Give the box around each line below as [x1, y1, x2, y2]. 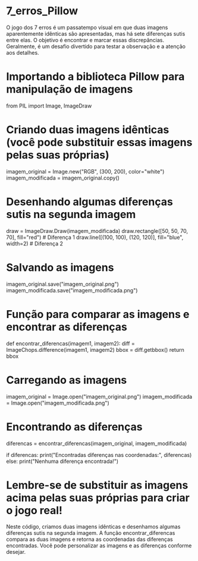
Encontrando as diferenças [6, 420, 143, 433]
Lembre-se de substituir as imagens [6, 478, 188, 491]
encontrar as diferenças [6, 320, 128, 333]
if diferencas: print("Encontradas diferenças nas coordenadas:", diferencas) [6, 451, 192, 458]
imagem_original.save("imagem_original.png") [6, 280, 119, 288]
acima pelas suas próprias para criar [6, 491, 190, 505]
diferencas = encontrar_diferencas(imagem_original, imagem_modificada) [6, 440, 187, 447]
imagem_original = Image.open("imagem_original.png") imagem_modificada [6, 393, 193, 400]
